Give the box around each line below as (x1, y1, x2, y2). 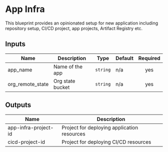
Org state (53, 77, 75, 84)
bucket (53, 83, 70, 90)
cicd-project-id (7, 138, 45, 145)
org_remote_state (7, 80, 49, 87)
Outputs (5, 101, 31, 109)
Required (138, 54, 160, 61)
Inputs (5, 40, 26, 48)
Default (115, 54, 134, 61)
